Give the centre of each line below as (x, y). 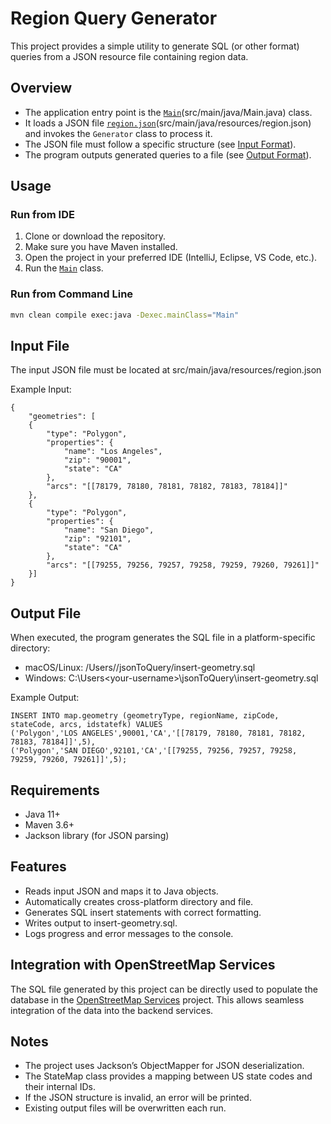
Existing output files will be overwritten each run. (125, 1108)
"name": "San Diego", (109, 530)
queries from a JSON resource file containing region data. (129, 56)
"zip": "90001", (97, 460)
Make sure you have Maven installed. (101, 247)
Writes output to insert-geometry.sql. (101, 923)
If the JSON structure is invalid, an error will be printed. (138, 1098)
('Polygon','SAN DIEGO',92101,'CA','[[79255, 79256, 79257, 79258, (154, 751)
